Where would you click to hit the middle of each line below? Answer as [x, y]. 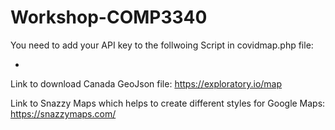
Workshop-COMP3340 [109, 17]
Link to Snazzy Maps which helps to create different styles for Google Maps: [168, 103]
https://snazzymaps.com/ [63, 113]
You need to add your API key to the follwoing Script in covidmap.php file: [162, 45]
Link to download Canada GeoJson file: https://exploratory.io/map [146, 83]
